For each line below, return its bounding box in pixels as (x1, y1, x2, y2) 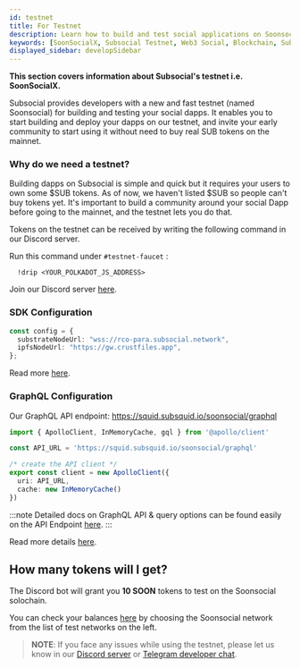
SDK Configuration (9, 306, 93, 318)
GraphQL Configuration (9, 390, 113, 402)
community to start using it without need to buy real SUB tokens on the (9, 126, 271, 137)
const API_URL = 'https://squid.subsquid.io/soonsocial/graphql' (9, 444, 257, 452)
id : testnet (9, 13, 54, 22)
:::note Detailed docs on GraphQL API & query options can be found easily (9, 509, 282, 520)
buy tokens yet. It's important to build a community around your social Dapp (9, 198, 288, 208)
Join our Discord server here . (9, 283, 118, 295)
